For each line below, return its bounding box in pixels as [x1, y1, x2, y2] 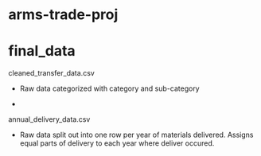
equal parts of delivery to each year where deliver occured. [19, 138, 215, 148]
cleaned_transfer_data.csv [8, 68, 95, 78]
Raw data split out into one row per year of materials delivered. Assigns [19, 130, 254, 140]
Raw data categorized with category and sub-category [19, 84, 201, 93]
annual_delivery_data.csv [8, 115, 91, 124]
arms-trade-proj [8, 6, 119, 24]
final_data [8, 42, 76, 60]
